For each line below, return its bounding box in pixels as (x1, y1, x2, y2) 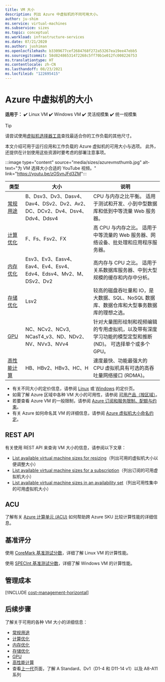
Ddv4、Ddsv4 (25, 215, 58, 222)
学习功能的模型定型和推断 (93, 333, 153, 340)
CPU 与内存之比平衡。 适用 (93, 193, 156, 199)
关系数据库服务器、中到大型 (93, 266, 158, 273)
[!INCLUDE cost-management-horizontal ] (5, 589, 89, 596)
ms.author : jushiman (5, 44, 48, 49)
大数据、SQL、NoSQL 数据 (93, 294, 156, 301)
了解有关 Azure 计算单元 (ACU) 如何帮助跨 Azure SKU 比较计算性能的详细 (5, 514, 154, 520)
